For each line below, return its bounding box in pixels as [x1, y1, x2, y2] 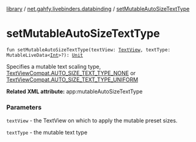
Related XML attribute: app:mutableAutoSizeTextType [6, 88, 143, 95]
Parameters [6, 103, 42, 111]
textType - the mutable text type [6, 129, 87, 136]
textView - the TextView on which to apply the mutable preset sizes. [6, 117, 178, 124]
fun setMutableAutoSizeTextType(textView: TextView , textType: [6, 47, 171, 53]
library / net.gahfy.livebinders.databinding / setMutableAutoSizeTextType [6, 6, 190, 12]
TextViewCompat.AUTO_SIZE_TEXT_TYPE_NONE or [6, 69, 136, 77]
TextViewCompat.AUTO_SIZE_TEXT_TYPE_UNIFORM [6, 76, 139, 83]
